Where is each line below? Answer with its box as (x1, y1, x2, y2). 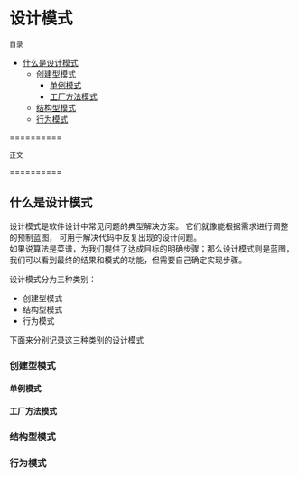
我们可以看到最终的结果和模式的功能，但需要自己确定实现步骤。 (9, 254, 247, 265)
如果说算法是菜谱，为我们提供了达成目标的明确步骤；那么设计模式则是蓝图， (9, 243, 294, 253)
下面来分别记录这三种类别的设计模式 (9, 335, 144, 345)
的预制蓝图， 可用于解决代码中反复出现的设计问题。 (9, 232, 201, 243)
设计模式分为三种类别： (9, 273, 97, 284)
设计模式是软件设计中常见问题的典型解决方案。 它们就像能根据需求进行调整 (9, 220, 289, 231)
